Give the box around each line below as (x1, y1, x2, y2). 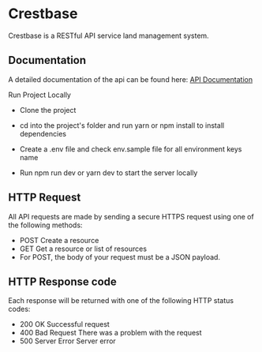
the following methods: (8, 220, 83, 230)
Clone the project (19, 105, 77, 114)
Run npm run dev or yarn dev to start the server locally (19, 167, 198, 178)
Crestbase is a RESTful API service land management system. (8, 31, 209, 40)
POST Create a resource (19, 235, 99, 245)
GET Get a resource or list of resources (19, 244, 148, 253)
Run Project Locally (8, 90, 71, 99)
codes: (8, 305, 31, 314)
